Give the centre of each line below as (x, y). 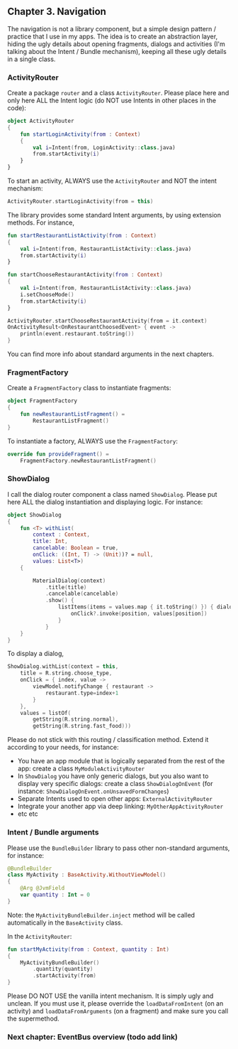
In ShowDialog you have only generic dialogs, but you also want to (113, 776)
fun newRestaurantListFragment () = (73, 414)
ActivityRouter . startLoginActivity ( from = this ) (80, 202)
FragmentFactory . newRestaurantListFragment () (89, 461)
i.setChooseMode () (47, 294)
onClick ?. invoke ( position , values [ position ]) (139, 614)
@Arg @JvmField (42, 888)
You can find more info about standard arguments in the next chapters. (111, 354)
